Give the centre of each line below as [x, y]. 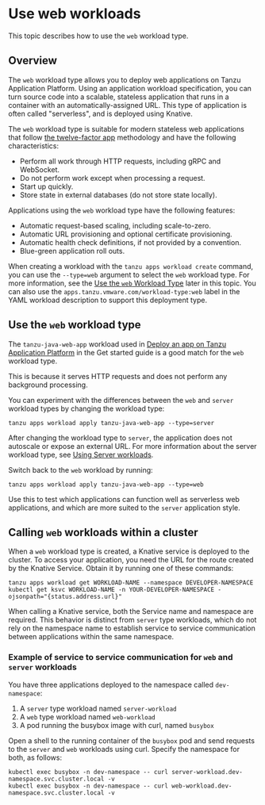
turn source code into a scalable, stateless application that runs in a [119, 97]
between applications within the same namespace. [91, 637]
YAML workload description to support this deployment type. [108, 300]
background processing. [48, 385]
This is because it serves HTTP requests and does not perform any [118, 376]
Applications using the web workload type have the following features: [122, 210]
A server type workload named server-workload [98, 708]
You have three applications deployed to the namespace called [111, 684]
